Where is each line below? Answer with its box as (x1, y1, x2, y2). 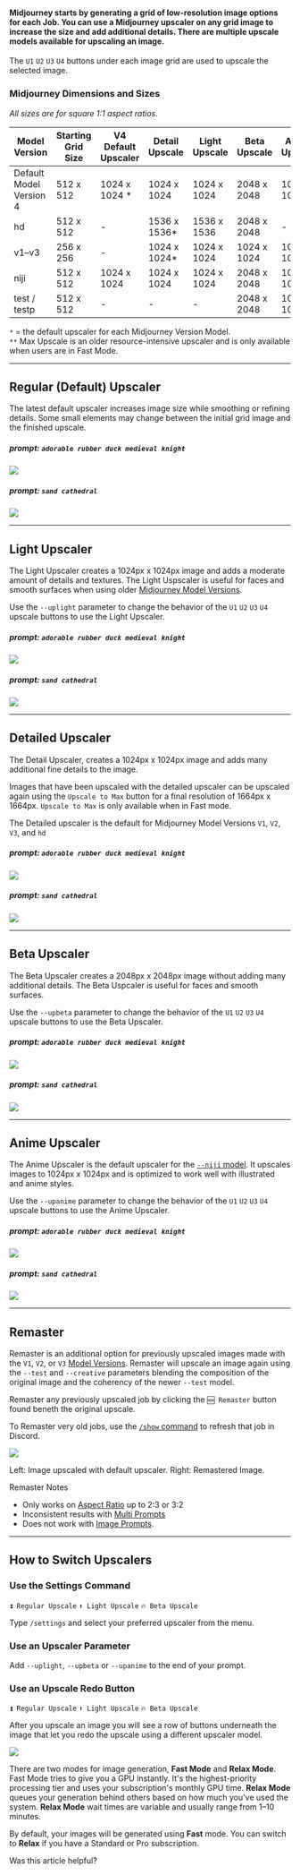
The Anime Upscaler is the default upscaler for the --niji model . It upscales (9, 1160, 291, 1170)
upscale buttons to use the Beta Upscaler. (9, 1016, 163, 1027)
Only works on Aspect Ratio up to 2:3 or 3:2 (21, 1500, 184, 1511)
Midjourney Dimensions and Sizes (9, 88, 161, 100)
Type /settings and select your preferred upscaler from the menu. (9, 1617, 254, 1628)
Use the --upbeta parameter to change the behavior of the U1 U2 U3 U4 (9, 1006, 264, 1017)
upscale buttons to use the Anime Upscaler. (9, 1205, 171, 1216)
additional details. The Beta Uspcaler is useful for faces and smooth (9, 980, 259, 990)
